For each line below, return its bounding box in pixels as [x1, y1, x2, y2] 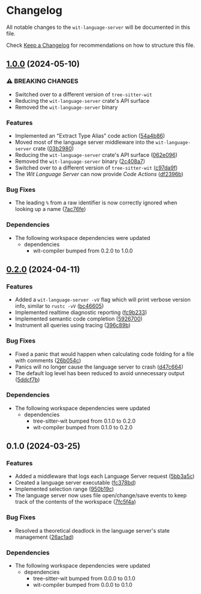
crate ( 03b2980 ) [32, 145, 74, 152]
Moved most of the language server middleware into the [14, 138, 155, 145]
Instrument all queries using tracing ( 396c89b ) [14, 322, 131, 329]
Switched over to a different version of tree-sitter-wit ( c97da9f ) [14, 164, 178, 171]
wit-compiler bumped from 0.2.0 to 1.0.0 [32, 247, 134, 254]
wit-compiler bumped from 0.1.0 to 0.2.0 [32, 423, 133, 430]
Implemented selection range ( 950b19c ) [14, 485, 114, 493]
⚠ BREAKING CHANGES [6, 77, 79, 85]
